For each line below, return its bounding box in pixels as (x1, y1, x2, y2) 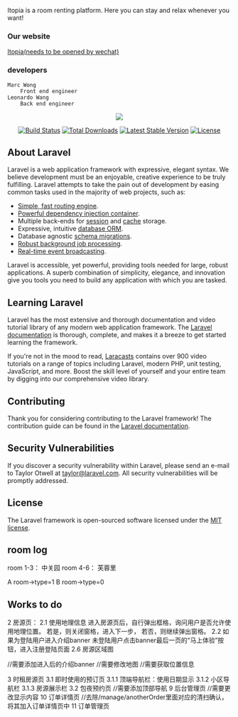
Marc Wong (7, 81, 37, 88)
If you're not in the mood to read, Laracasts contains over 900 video (7, 352, 207, 361)
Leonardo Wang (7, 94, 50, 101)
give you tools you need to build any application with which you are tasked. (7, 276, 227, 285)
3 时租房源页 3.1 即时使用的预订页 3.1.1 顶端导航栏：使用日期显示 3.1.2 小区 (7, 675, 224, 684)
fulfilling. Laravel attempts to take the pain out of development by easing (7, 181, 220, 189)
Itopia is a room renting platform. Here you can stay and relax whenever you (7, 6, 229, 14)
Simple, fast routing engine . (17, 202, 99, 211)
